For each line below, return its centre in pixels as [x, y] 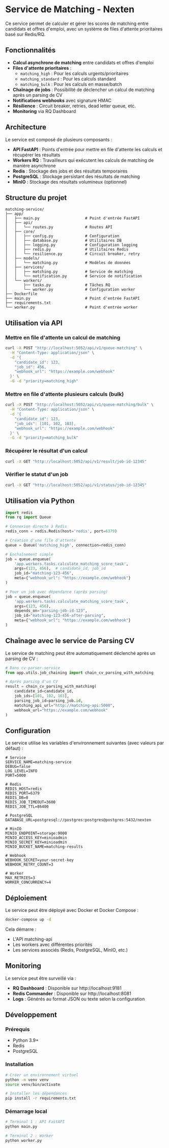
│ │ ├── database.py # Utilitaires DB [64, 241]
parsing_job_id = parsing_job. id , [49, 701]
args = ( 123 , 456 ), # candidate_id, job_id [60, 568]
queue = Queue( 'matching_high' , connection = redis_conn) [66, 545]
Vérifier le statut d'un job [37, 474]
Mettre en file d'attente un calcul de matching [63, 337]
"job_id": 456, [31, 367]
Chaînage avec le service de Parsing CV [70, 641]
